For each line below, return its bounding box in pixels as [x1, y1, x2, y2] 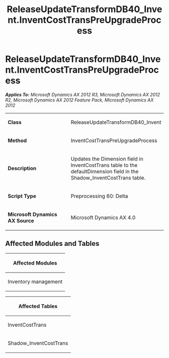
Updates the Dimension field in [70, 155, 143, 162]
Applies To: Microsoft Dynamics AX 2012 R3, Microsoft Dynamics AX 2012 [5, 91, 160, 97]
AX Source [8, 217, 34, 224]
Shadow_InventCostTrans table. [70, 174, 146, 181]
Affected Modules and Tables [5, 239, 100, 248]
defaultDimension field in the [70, 168, 139, 175]
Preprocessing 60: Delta [70, 192, 128, 199]
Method [8, 137, 27, 144]
